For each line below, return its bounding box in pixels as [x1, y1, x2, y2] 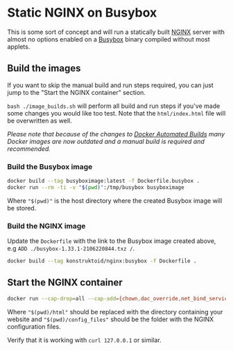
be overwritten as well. [7, 116, 72, 125]
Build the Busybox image [7, 161, 93, 171]
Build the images [7, 62, 81, 74]
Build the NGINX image [7, 221, 86, 231]
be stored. [7, 204, 37, 212]
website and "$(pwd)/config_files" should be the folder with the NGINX [7, 315, 214, 323]
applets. [7, 42, 31, 51]
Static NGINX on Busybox [7, 5, 157, 21]
